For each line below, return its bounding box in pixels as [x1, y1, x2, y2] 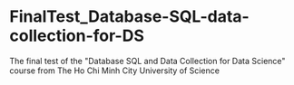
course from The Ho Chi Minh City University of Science [9, 65, 220, 76]
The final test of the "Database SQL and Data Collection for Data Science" [9, 55, 286, 66]
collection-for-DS [9, 25, 145, 46]
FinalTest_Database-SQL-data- [9, 6, 250, 27]
